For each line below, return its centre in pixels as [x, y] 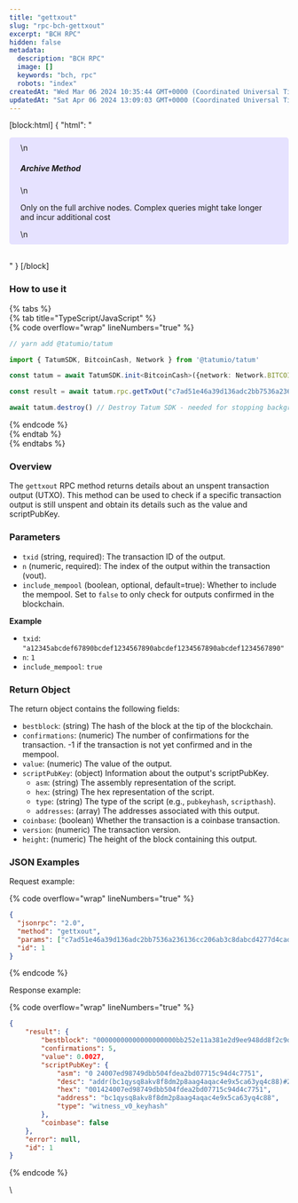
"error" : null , [53, 1139]
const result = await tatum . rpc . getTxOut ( [89, 392]
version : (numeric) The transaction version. [102, 829]
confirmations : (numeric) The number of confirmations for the [136, 735]
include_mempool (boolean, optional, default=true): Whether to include [149, 585]
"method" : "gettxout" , [59, 931]
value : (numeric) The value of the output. [97, 764]
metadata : [27, 51]
